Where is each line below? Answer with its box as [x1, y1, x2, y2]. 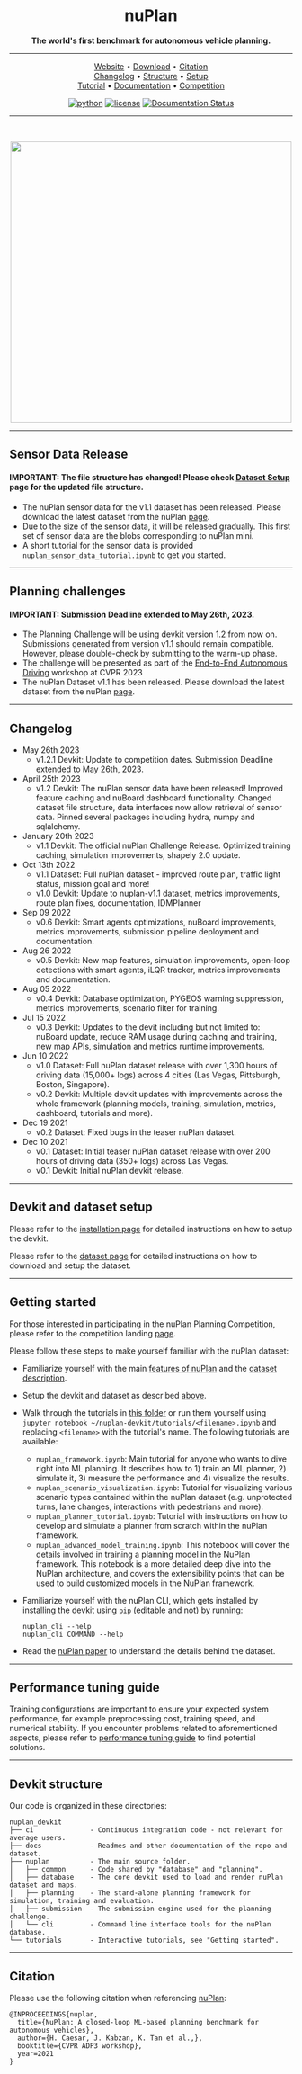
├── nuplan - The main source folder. [9, 1857, 191, 1866]
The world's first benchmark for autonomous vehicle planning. [31, 35, 271, 46]
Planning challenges [9, 584, 126, 599]
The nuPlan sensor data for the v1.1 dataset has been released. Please [22, 501, 281, 513]
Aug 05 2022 [22, 983, 72, 994]
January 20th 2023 [22, 830, 94, 841]
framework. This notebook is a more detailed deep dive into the [35, 1558, 271, 1569]
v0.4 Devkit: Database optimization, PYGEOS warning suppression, [35, 993, 285, 1004]
